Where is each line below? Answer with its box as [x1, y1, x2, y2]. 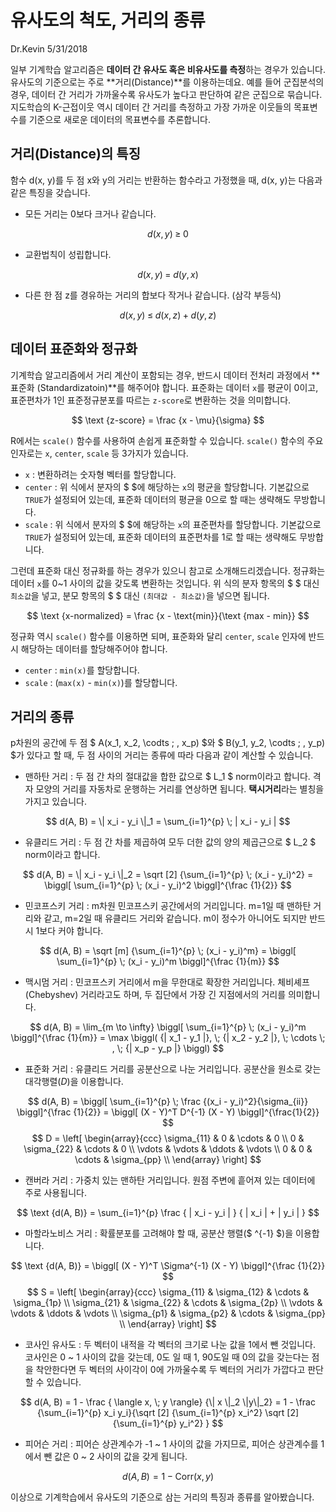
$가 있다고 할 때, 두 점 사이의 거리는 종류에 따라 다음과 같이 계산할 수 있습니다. [10, 749, 314, 761]
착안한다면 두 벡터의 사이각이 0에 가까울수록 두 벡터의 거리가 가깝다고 [35, 1364, 306, 1376]
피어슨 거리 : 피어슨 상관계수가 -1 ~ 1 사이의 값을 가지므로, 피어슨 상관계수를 [24, 1438, 319, 1450]
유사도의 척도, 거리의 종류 [10, 9, 206, 32]
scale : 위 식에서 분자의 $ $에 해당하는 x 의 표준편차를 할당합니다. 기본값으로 [24, 518, 322, 530]
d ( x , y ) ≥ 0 [147, 227, 189, 240]
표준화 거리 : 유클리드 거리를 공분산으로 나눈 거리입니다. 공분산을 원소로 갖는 [24, 1063, 322, 1075]
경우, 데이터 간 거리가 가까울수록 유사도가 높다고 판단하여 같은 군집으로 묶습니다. [10, 88, 323, 100]
